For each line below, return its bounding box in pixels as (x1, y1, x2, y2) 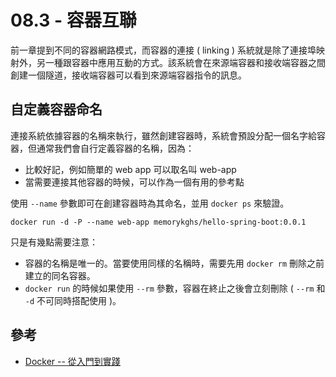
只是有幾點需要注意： (10, 236, 98, 248)
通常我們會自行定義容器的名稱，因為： (36, 142, 195, 154)
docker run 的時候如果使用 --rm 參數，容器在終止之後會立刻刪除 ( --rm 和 (24, 282, 326, 294)
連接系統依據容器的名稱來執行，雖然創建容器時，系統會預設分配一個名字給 (10, 129, 317, 141)
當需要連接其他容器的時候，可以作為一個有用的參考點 (24, 176, 245, 188)
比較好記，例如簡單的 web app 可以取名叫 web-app (24, 163, 237, 175)
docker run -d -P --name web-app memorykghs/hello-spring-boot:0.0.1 (10, 217, 307, 227)
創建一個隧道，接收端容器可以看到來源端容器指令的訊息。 (10, 69, 247, 81)
